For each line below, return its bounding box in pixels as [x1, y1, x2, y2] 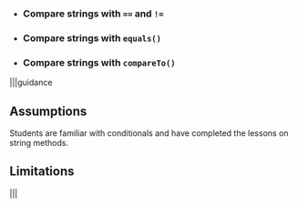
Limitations [9, 163, 75, 180]
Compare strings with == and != [22, 7, 164, 20]
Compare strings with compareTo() [22, 56, 176, 68]
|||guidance [9, 77, 53, 88]
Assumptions [9, 103, 87, 119]
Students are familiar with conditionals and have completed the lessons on [9, 127, 289, 139]
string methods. [9, 137, 69, 148]
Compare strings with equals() [22, 31, 162, 44]
